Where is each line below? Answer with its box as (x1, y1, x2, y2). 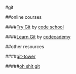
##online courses (5, 14, 42, 20)
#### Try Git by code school (5, 24, 64, 30)
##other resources (5, 44, 45, 50)
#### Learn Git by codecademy (5, 34, 71, 40)
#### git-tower (5, 53, 36, 59)
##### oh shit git (5, 63, 41, 69)
